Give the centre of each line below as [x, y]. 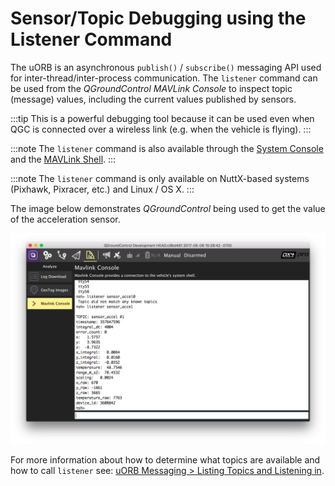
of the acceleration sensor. [65, 219]
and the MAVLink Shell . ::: [63, 159]
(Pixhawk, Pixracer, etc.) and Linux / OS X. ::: [102, 189]
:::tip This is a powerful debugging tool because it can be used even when [162, 118]
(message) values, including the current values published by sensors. [153, 99]
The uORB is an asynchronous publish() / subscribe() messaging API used [166, 67]
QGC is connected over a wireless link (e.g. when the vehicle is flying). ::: [161, 129]
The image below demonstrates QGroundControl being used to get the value [168, 208]
